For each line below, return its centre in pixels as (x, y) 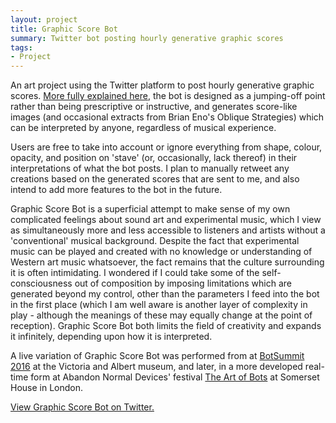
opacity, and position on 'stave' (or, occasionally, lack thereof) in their (154, 158)
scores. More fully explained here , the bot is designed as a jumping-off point (168, 96)
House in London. (47, 388)
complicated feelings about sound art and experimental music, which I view (166, 220)
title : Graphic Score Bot (64, 29)
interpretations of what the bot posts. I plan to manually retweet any (150, 168)
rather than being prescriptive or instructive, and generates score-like (154, 107)
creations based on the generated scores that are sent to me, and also (155, 179)
